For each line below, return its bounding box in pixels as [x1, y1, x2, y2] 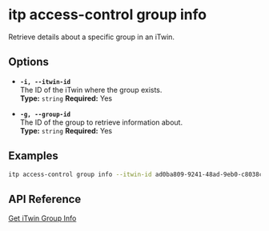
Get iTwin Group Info [8, 213, 77, 223]
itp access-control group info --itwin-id [8, 170, 152, 178]
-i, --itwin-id [19, 78, 71, 86]
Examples [8, 149, 58, 163]
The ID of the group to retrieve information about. [19, 117, 183, 127]
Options [8, 55, 50, 69]
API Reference [8, 192, 82, 205]
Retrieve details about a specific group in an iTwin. [8, 32, 175, 42]
